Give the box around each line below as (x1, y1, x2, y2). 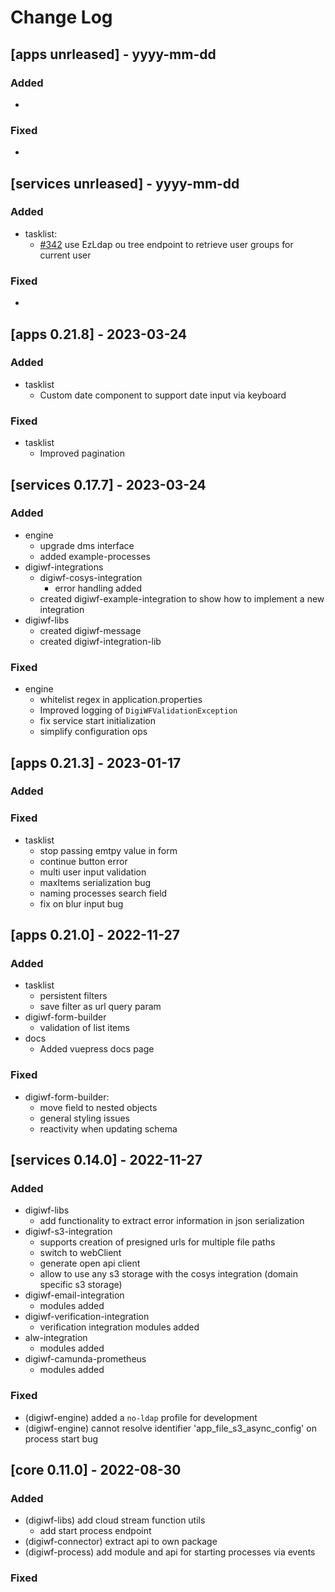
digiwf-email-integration (24, 1289, 125, 1301)
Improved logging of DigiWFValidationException (39, 704, 238, 716)
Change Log (10, 6, 113, 29)
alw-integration (24, 1332, 88, 1344)
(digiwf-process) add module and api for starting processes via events (24, 1546, 316, 1558)
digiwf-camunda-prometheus (24, 1353, 147, 1365)
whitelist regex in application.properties (39, 694, 203, 706)
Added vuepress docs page (39, 1043, 155, 1055)
